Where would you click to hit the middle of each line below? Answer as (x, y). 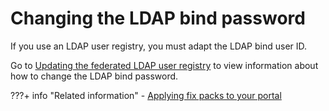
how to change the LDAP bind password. (94, 76)
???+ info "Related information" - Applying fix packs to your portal (146, 95)
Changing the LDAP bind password (158, 18)
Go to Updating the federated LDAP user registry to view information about (164, 65)
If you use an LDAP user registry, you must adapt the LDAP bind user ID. (159, 46)
